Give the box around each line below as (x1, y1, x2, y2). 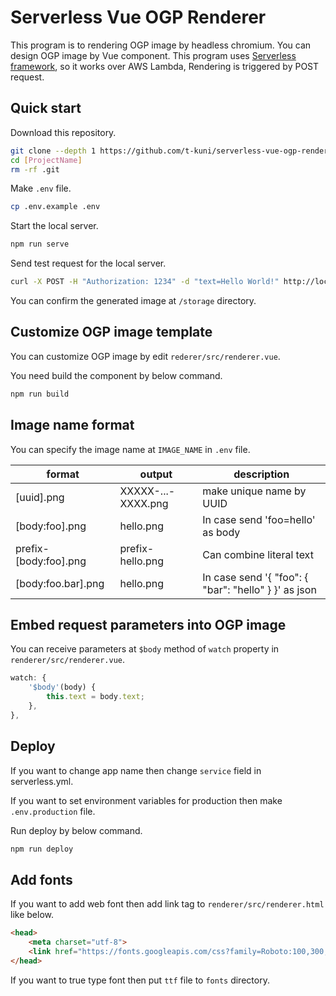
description (233, 467, 290, 481)
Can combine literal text (202, 547, 314, 561)
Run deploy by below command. (10, 824, 143, 836)
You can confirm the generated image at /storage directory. (10, 295, 257, 306)
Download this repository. (10, 126, 117, 138)
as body (202, 525, 241, 539)
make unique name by (202, 484, 307, 498)
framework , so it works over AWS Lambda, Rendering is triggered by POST (10, 60, 320, 72)
